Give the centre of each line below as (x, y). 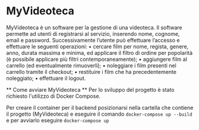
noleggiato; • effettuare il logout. (46, 78)
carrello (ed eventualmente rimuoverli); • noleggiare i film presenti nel (91, 65)
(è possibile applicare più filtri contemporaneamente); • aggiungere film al (97, 59)
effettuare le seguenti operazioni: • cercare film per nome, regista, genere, (97, 47)
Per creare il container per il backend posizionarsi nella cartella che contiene (100, 107)
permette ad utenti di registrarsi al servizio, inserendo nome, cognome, (93, 33)
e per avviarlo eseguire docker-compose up (58, 120)
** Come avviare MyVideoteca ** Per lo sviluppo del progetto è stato (90, 89)
